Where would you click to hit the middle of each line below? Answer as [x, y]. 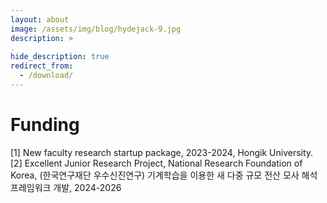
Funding [45, 125]
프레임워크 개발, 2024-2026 [66, 187]
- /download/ [46, 76]
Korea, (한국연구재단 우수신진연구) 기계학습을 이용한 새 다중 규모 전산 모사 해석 [164, 175]
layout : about [40, 19]
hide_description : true [60, 57]
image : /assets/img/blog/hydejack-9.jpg [96, 29]
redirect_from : [42, 66]
